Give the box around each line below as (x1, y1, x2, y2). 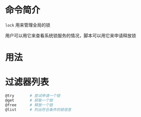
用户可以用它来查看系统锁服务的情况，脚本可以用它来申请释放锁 (5, 32, 136, 38)
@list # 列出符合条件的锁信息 (5, 107, 71, 112)
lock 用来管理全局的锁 (5, 22, 51, 28)
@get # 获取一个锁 (5, 98, 53, 103)
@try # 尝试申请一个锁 (5, 93, 61, 99)
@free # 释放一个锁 (5, 103, 53, 108)
